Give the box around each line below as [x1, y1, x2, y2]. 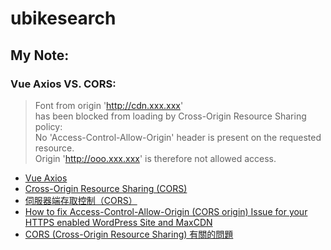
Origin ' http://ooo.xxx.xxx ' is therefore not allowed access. [34, 152, 277, 164]
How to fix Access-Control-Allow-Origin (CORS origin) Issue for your [24, 205, 308, 217]
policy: [34, 120, 63, 132]
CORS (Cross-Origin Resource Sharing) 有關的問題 [24, 228, 234, 240]
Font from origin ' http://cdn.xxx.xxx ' [34, 99, 184, 111]
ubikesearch [10, 7, 117, 30]
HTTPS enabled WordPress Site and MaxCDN [24, 216, 213, 228]
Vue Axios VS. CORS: [10, 77, 117, 91]
